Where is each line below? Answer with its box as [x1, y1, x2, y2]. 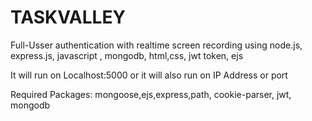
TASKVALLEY [10, 6, 126, 29]
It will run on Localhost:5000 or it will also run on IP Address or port [10, 69, 288, 81]
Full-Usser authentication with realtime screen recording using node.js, [10, 39, 303, 51]
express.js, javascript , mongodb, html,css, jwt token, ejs [10, 49, 244, 61]
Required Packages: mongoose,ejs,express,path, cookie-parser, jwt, [10, 88, 292, 100]
